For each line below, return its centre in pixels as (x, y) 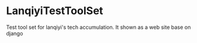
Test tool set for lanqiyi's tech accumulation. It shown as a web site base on (99, 27)
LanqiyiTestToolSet (55, 11)
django (15, 33)
